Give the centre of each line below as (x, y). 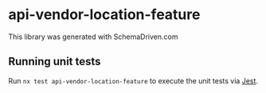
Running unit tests (55, 62)
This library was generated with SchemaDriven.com (93, 37)
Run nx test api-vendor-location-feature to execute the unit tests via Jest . (133, 80)
